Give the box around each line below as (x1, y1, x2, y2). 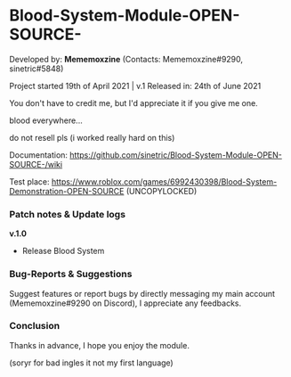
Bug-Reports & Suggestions (9, 268, 133, 281)
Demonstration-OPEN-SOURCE (9, 185, 125, 196)
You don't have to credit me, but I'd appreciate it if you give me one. (9, 97, 258, 108)
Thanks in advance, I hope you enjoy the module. (9, 340, 190, 350)
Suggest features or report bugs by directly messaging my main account (9, 288, 276, 299)
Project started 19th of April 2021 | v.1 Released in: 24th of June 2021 (9, 80, 262, 91)
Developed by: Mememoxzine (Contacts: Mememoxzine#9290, (9, 53, 243, 64)
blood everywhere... (9, 115, 83, 126)
